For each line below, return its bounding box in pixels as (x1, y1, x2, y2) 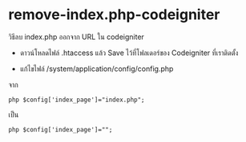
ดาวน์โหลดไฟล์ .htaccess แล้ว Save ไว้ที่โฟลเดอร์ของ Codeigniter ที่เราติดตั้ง (19, 48, 239, 57)
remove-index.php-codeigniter (8, 6, 220, 24)
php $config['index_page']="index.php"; (8, 96, 146, 104)
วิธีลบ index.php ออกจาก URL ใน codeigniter (8, 32, 144, 41)
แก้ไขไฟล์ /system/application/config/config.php (19, 64, 174, 73)
